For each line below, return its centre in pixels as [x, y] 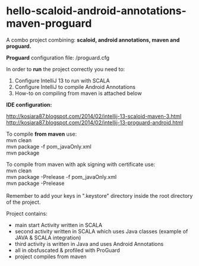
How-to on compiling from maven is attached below [78, 93]
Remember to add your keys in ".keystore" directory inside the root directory [99, 196]
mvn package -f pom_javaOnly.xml [49, 146]
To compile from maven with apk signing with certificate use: [81, 164]
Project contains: [27, 213]
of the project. [23, 202]
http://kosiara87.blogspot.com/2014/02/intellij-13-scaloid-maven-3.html [94, 116]
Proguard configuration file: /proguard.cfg [58, 57]
